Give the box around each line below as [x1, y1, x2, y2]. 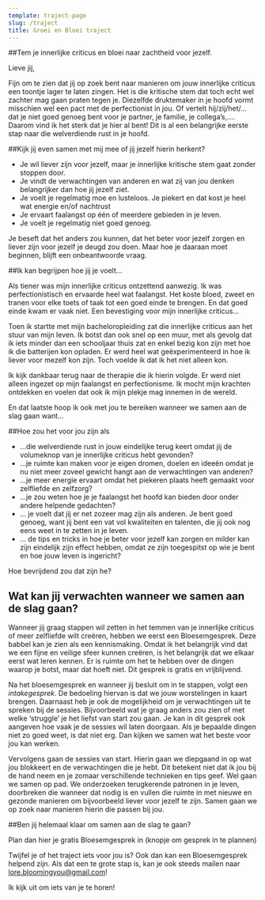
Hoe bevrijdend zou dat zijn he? [8, 566, 112, 576]
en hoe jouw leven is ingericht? [19, 551, 121, 561]
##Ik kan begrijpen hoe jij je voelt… [8, 266, 123, 275]
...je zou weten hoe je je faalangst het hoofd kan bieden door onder [19, 492, 239, 502]
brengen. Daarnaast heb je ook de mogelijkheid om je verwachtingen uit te [8, 697, 252, 706]
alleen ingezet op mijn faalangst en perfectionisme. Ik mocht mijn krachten [8, 379, 251, 388]
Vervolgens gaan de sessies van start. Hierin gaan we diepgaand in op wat [8, 754, 252, 764]
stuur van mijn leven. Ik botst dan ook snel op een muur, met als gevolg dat [8, 330, 252, 340]
